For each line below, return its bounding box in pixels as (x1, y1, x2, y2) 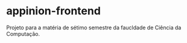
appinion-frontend (6, 4, 101, 18)
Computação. (6, 30, 40, 37)
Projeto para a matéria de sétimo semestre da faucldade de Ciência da (6, 24, 182, 31)
